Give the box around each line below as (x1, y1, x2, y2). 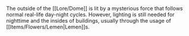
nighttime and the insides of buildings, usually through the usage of (6, 17, 171, 24)
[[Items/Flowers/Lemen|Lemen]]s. (6, 23, 90, 30)
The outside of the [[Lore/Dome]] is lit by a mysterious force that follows (6, 5, 183, 12)
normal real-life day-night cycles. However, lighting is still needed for (6, 11, 175, 18)
